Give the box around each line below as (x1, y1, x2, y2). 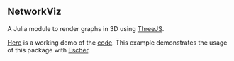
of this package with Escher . (7, 45, 91, 54)
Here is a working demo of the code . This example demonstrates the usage (7, 38, 228, 47)
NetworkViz (7, 6, 62, 18)
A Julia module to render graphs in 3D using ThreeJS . (7, 24, 165, 33)
